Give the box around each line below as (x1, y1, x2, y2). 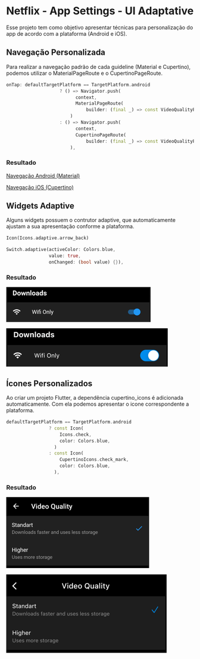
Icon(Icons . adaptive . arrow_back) (6, 235, 89, 241)
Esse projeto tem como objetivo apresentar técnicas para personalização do (6, 24, 193, 31)
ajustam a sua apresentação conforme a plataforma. (6, 223, 135, 230)
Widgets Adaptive (6, 201, 74, 211)
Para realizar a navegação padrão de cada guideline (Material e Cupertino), (6, 63, 191, 70)
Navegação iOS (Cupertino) (6, 183, 74, 191)
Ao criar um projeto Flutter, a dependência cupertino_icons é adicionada (6, 394, 183, 401)
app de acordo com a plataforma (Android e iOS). (6, 30, 127, 37)
